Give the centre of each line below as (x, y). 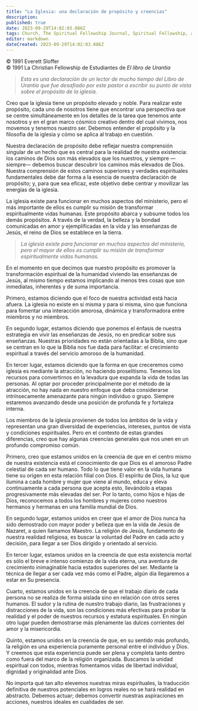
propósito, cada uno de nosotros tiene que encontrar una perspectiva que (96, 109)
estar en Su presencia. (33, 579)
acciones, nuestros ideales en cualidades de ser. (65, 702)
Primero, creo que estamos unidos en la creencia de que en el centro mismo (99, 456)
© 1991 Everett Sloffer (33, 61)
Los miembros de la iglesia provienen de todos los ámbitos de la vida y (92, 420)
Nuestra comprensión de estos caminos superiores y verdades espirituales (97, 171)
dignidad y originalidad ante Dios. (47, 671)
